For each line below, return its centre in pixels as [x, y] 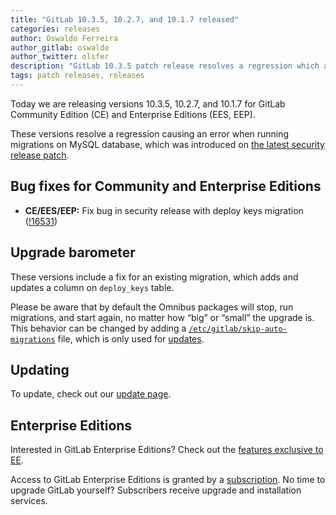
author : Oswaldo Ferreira [64, 38]
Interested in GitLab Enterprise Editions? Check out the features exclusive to [167, 450]
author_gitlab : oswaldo [60, 47]
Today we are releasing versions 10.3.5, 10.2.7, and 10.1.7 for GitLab [148, 103]
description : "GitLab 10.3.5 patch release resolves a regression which [165, 66]
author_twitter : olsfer [60, 57]
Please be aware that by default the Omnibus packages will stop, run [152, 307]
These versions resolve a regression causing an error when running [150, 133]
